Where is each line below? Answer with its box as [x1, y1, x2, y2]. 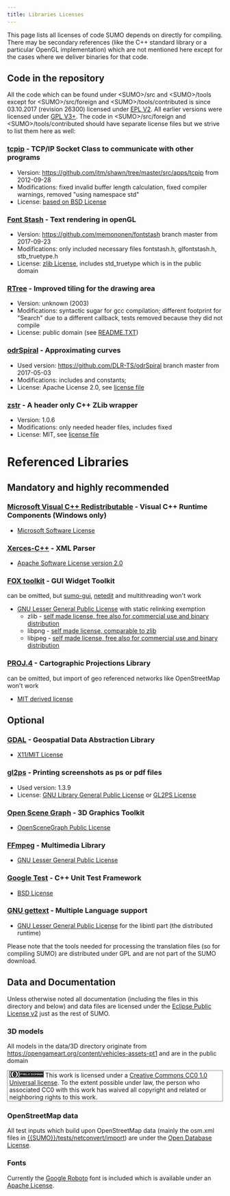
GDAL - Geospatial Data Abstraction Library [7, 735, 155, 744]
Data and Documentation [7, 977, 116, 988]
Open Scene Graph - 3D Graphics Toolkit [7, 808, 145, 817]
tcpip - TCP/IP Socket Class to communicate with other [7, 144, 194, 154]
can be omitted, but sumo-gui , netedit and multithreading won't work [7, 592, 202, 600]
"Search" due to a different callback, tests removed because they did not [16, 314, 223, 322]
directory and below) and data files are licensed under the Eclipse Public [7, 1002, 212, 1010]
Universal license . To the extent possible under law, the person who [9, 1078, 201, 1086]
